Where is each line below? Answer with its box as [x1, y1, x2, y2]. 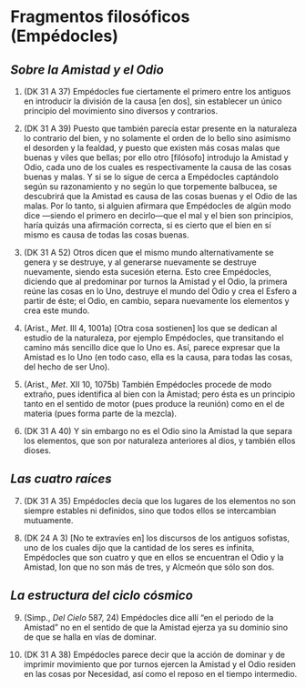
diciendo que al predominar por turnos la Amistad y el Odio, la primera [23, 276, 288, 287]
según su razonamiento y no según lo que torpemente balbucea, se [23, 181, 278, 192]
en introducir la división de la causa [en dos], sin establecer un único [23, 96, 282, 106]
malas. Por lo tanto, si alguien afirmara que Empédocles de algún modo [23, 200, 291, 211]
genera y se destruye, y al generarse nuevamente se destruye [23, 257, 258, 268]
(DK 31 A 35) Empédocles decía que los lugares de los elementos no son [23, 495, 297, 506]
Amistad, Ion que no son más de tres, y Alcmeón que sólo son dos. [23, 562, 275, 572]
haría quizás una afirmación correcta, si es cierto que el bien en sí [23, 220, 271, 230]
